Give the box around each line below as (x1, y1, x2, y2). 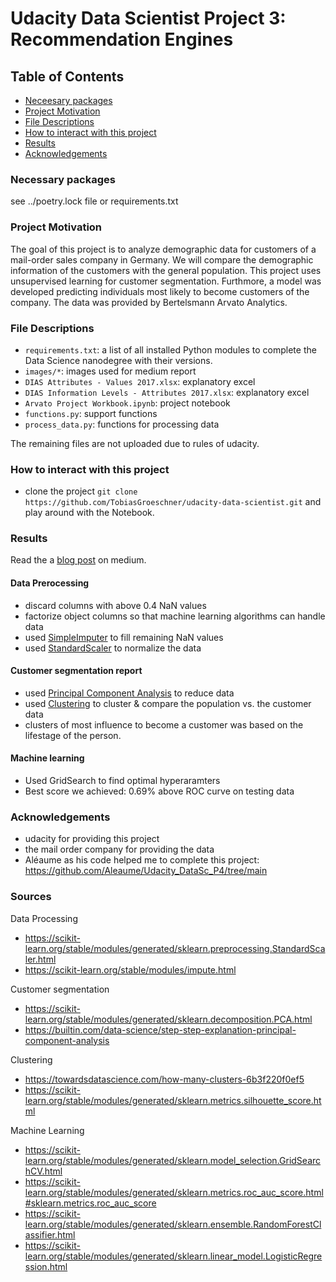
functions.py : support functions (24, 407, 158, 419)
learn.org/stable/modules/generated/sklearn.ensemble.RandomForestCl (24, 1218, 322, 1230)
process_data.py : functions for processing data (24, 418, 220, 430)
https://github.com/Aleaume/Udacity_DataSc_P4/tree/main (24, 865, 268, 877)
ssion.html (24, 1260, 68, 1272)
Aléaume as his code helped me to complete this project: (24, 854, 260, 866)
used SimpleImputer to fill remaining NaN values (24, 631, 224, 643)
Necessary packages (10, 172, 116, 186)
